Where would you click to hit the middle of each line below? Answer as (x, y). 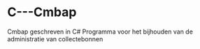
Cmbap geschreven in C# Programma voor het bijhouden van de (100, 31)
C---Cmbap (42, 12)
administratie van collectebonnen (55, 38)
